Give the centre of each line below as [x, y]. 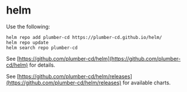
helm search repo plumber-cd [42, 48]
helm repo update [27, 42]
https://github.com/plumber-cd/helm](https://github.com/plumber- [100, 58]
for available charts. [147, 83]
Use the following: [28, 27]
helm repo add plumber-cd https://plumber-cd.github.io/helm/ [84, 37]
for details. [42, 65]
